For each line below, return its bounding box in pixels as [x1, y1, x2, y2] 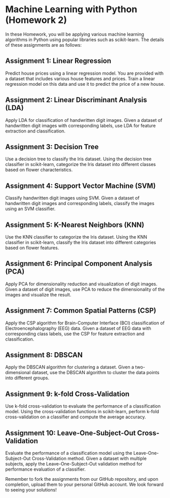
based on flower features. [5, 245, 59, 251]
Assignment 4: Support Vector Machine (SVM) [5, 181, 156, 190]
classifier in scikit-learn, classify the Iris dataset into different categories [5, 240, 156, 245]
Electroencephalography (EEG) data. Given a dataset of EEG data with [5, 325, 151, 331]
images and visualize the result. [5, 291, 72, 297]
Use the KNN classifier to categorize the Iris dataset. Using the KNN [5, 234, 147, 240]
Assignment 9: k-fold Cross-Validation [5, 389, 130, 398]
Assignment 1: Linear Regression [5, 57, 112, 65]
